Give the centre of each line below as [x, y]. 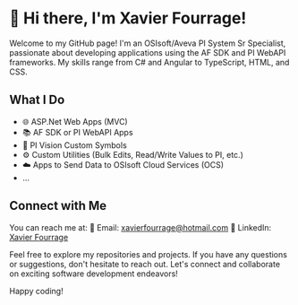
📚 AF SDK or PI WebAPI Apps [77, 132]
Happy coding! [37, 291]
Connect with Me [58, 206]
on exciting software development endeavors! [94, 274]
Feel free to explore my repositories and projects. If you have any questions [149, 254]
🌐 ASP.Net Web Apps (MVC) [75, 121]
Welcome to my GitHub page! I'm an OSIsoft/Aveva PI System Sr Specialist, [148, 43]
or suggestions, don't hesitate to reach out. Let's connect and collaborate [145, 264]
